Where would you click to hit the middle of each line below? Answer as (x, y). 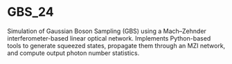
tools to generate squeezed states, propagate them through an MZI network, (116, 45)
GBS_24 (30, 12)
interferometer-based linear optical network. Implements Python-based (109, 38)
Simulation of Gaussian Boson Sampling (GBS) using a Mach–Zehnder (107, 31)
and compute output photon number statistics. (73, 53)
